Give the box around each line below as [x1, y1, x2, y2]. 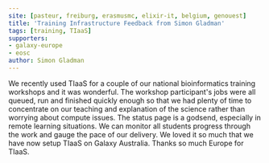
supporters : [8, 34, 48, 43]
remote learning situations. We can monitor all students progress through [8, 121, 251, 131]
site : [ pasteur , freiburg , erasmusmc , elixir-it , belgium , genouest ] [8, 11, 247, 20]
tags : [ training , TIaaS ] [8, 26, 92, 35]
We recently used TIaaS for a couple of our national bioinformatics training [8, 78, 256, 88]
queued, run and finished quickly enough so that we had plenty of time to [8, 96, 252, 105]
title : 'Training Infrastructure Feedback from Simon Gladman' [8, 19, 226, 27]
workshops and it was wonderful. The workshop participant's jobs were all [8, 87, 256, 96]
